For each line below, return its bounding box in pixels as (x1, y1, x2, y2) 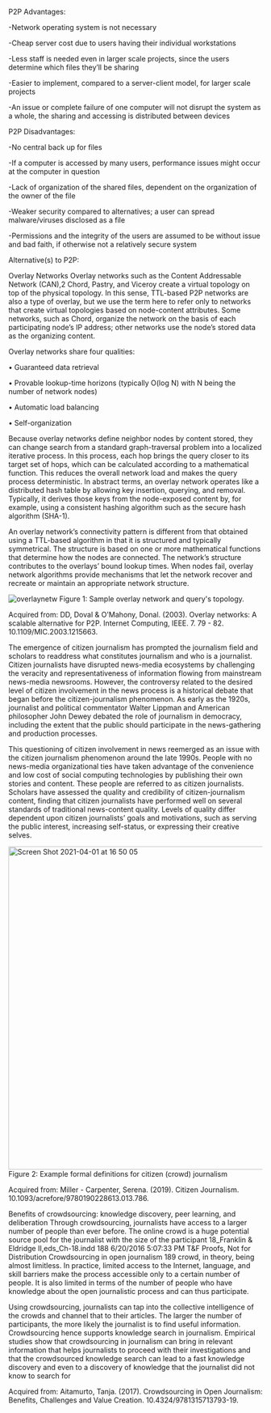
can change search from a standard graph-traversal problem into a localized (8, 443, 262, 452)
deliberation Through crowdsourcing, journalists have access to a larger (8, 1218, 248, 1227)
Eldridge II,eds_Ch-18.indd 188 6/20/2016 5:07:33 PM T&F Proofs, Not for (8, 1244, 252, 1253)
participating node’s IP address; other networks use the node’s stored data (8, 323, 256, 332)
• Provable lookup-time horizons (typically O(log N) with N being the (8, 378, 236, 388)
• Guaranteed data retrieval (8, 363, 99, 371)
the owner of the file (8, 191, 76, 201)
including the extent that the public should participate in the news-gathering (8, 720, 261, 729)
